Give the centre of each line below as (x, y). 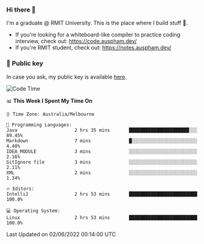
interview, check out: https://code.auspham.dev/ (76, 41)
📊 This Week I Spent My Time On (49, 100)
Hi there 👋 (21, 10)
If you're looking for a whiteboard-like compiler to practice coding (98, 35)
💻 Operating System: (33, 211)
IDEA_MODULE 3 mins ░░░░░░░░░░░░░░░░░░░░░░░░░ (102, 152)
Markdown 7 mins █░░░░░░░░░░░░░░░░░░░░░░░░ (102, 141)
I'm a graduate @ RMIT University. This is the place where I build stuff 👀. (97, 23)
